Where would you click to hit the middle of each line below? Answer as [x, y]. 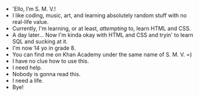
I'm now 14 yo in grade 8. [44, 48]
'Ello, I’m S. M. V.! [34, 9]
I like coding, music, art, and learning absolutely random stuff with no [99, 15]
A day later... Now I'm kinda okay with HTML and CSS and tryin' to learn [103, 35]
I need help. [27, 68]
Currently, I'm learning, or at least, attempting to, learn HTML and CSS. [101, 28]
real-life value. [30, 22]
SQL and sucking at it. [40, 41]
